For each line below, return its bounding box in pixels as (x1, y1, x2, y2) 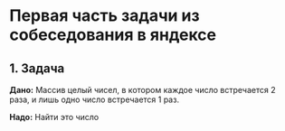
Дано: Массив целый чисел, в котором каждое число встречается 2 (9, 85, 276, 95)
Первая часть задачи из (9, 5, 201, 26)
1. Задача (9, 61, 65, 76)
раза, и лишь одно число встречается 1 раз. (9, 94, 179, 105)
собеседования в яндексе (9, 24, 217, 45)
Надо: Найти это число (9, 112, 100, 122)
